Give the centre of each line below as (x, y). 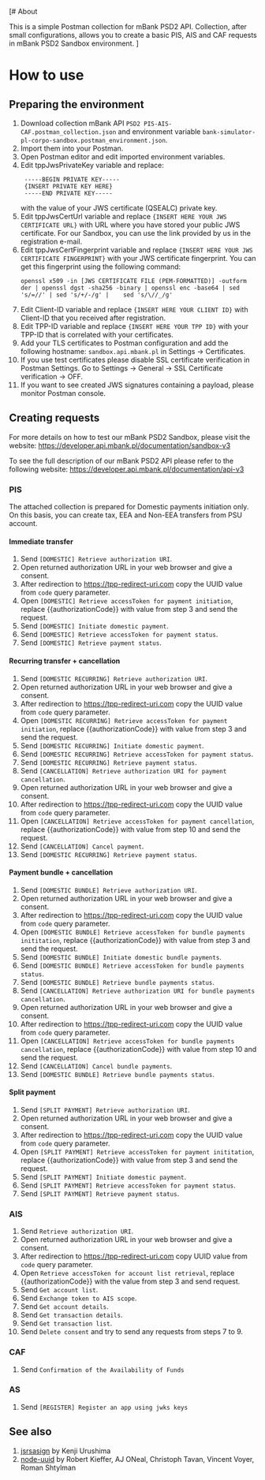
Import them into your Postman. (72, 148)
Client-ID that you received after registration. (93, 318)
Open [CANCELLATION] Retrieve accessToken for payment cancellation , (137, 821)
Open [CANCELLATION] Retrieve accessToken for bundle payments (127, 1041)
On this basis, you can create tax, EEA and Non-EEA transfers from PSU (126, 515)
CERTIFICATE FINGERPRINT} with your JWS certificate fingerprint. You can (138, 258)
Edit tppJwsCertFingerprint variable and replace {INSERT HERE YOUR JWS (136, 250)
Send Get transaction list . (66, 1323)
